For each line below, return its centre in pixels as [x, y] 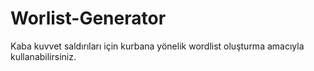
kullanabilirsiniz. [43, 56]
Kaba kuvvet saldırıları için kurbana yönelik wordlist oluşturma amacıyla [157, 46]
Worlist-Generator [88, 18]
